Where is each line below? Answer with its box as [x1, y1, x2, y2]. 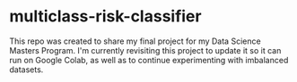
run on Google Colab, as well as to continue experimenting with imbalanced [9, 54, 289, 65]
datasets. [9, 64, 44, 75]
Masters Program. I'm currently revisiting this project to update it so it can [9, 45, 282, 55]
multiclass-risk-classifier [9, 6, 202, 27]
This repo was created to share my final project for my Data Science [9, 36, 262, 46]
